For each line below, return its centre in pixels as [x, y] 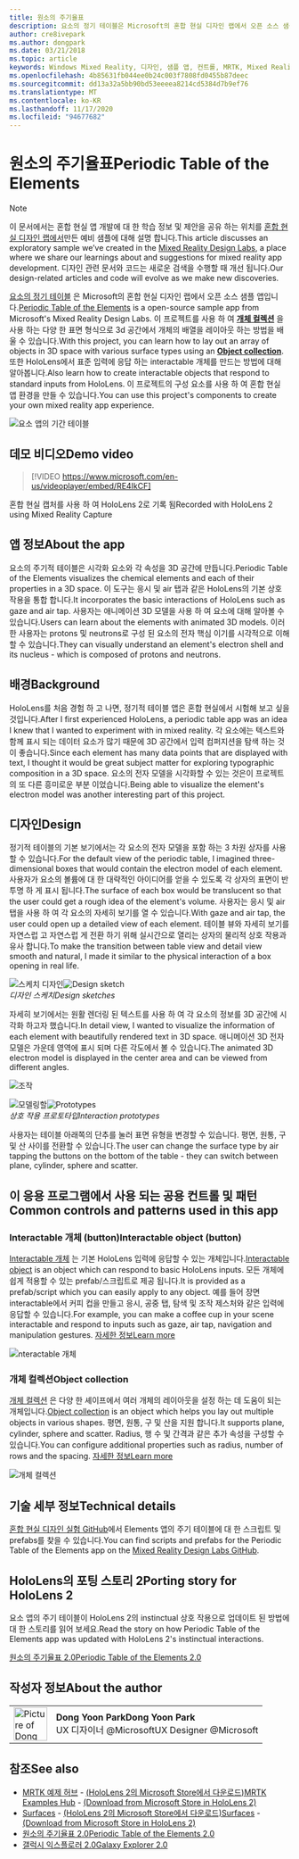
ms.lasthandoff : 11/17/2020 [61, 109]
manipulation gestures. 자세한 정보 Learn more [93, 1335]
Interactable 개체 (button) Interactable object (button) [125, 1237]
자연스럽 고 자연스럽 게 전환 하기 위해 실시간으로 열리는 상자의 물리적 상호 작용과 [148, 935]
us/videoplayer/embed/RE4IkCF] [91, 485]
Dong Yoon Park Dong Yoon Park [126, 1717]
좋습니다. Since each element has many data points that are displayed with [153, 752]
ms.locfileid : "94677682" [57, 117]
